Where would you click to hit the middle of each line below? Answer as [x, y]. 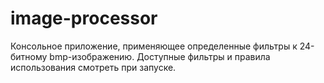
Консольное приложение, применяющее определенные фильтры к [154, 46]
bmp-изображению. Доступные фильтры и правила [160, 56]
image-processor [84, 18]
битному [29, 56]
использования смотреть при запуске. [93, 67]
